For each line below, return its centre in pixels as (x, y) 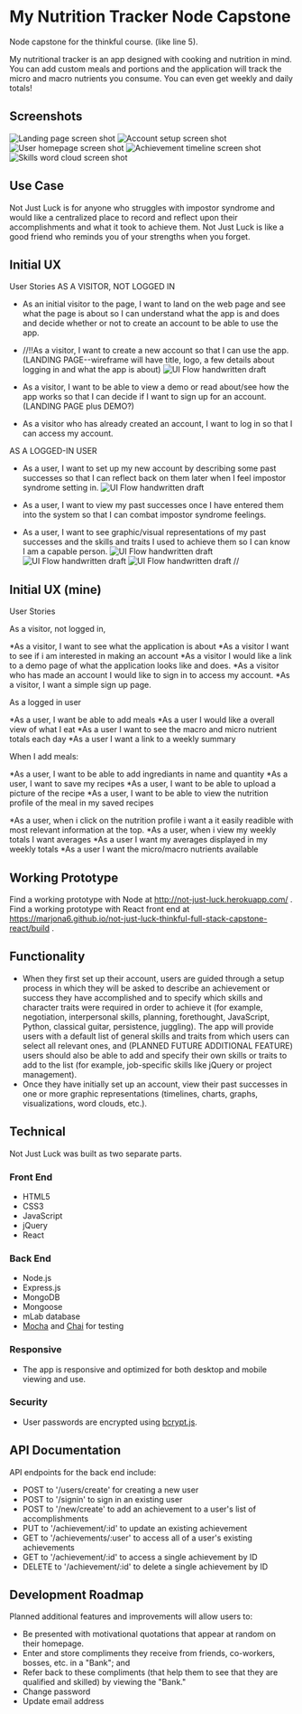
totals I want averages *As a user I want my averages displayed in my (138, 840)
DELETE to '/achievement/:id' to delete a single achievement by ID (145, 1567)
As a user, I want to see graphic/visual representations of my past (144, 532)
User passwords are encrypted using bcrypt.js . (110, 1422)
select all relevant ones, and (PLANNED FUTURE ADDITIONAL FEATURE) (157, 1045)
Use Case (37, 186)
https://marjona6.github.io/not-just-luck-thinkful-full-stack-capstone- (138, 918)
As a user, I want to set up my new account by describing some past (149, 468)
